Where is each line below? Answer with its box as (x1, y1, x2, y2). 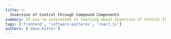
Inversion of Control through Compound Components (10, 12, 120, 17)
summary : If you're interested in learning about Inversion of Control (5, 17, 160, 22)
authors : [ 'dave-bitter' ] (5, 26, 60, 31)
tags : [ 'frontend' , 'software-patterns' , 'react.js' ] (5, 21, 122, 27)
